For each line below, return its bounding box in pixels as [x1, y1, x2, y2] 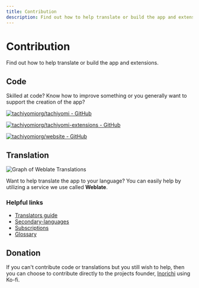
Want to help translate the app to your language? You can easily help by [6, 177, 182, 184]
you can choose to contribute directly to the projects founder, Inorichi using [6, 270, 191, 277]
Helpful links [6, 198, 43, 206]
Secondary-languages [14, 218, 69, 225]
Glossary [14, 231, 37, 238]
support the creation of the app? [6, 98, 85, 105]
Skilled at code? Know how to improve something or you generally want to [6, 92, 187, 100]
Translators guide [14, 212, 58, 219]
